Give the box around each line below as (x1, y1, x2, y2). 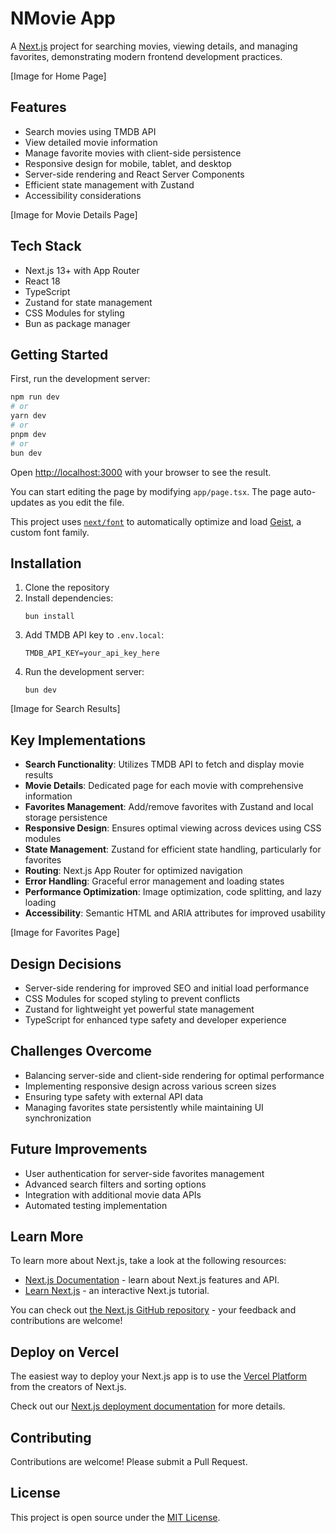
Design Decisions (10, 955, 122, 972)
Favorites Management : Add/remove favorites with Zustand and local (24, 801, 314, 813)
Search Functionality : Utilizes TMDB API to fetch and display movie (24, 758, 305, 771)
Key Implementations (10, 732, 147, 749)
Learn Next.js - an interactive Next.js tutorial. (24, 1285, 210, 1297)
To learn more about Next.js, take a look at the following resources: (10, 1255, 287, 1267)
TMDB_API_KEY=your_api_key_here (24, 648, 160, 659)
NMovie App (10, 7, 116, 30)
